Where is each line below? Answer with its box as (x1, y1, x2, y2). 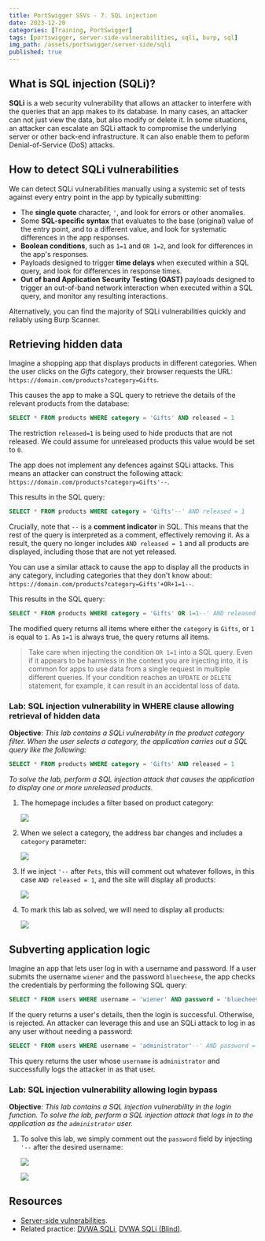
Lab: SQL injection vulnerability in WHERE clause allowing (9, 700, 234, 712)
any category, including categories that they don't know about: (9, 570, 212, 580)
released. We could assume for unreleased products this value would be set (9, 437, 255, 446)
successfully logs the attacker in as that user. (9, 1065, 156, 1074)
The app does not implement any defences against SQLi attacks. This (9, 460, 234, 470)
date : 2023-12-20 (9, 19, 66, 27)
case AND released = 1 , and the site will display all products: (20, 875, 216, 885)
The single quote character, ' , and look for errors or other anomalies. (20, 207, 246, 217)
